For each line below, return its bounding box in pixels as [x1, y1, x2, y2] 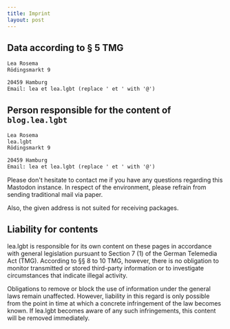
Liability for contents [7, 224, 98, 235]
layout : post [7, 17, 45, 23]
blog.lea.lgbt [7, 115, 67, 125]
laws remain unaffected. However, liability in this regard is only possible [7, 292, 210, 300]
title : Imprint [7, 10, 51, 17]
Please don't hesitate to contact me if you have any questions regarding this [7, 176, 223, 184]
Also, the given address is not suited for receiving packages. [7, 204, 179, 212]
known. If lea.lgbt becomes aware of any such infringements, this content [7, 306, 216, 315]
